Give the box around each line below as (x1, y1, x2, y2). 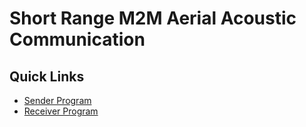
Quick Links (9, 68, 85, 85)
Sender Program (23, 95, 92, 106)
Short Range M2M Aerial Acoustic (9, 7, 297, 30)
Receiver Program (23, 105, 99, 117)
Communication (9, 28, 146, 51)
